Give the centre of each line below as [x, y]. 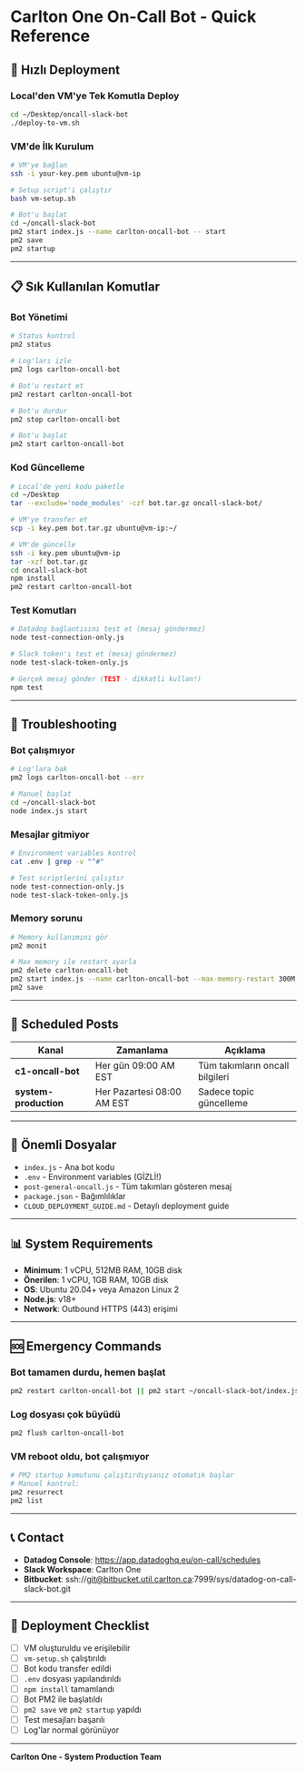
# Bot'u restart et [47, 386]
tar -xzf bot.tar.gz [49, 562]
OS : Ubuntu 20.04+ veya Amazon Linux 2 [101, 1289]
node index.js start [49, 811]
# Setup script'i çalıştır [61, 190]
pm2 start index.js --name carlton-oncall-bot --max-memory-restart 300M [153, 979]
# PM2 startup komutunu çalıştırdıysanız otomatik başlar [122, 1476]
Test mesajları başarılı [64, 1720]
